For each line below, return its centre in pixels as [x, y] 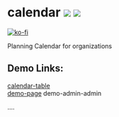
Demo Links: [35, 68]
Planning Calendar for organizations [60, 46]
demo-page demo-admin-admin [55, 93]
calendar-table [29, 86]
